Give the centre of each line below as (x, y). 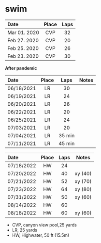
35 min (67, 135)
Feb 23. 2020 (23, 56)
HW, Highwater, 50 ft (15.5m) (41, 235)
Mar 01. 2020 (23, 32)
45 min (67, 143)
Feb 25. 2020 (23, 48)
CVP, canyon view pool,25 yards (44, 225)
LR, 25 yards (25, 230)
